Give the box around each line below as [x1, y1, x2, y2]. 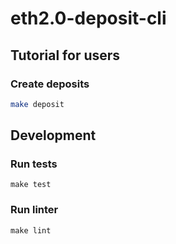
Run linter [10, 203, 59, 217]
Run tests [10, 157, 58, 171]
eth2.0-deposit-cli [10, 7, 167, 30]
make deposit [10, 99, 65, 109]
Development [10, 127, 97, 144]
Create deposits [10, 77, 90, 91]
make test [10, 180, 52, 190]
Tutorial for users [10, 47, 121, 64]
